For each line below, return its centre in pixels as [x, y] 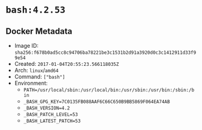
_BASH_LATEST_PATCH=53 [52, 121]
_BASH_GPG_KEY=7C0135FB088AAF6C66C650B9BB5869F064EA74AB [97, 102]
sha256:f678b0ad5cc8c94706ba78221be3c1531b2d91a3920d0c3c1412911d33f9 [105, 53]
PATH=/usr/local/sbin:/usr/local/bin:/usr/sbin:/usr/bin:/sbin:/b [109, 90]
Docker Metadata [39, 31]
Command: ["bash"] [40, 76]
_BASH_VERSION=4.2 [47, 108]
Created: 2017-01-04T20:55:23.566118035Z [67, 64]
